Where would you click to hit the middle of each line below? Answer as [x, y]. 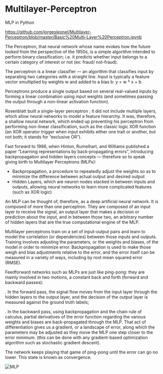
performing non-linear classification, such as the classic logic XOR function [81, 126]
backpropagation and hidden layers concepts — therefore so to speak [75, 156]
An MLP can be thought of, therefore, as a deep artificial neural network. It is [82, 201]
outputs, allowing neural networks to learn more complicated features [82, 187]
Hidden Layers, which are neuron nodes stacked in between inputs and [83, 182]
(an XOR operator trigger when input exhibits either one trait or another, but [81, 131]
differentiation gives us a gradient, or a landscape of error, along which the [80, 327]
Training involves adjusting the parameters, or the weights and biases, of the [82, 242]
